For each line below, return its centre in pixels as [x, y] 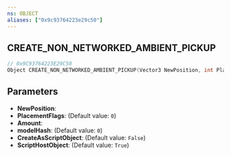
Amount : [30, 123]
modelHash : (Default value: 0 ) [60, 130]
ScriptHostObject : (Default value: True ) [73, 145]
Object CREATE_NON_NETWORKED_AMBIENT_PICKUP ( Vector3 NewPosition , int [110, 70]
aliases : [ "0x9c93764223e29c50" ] [55, 20]
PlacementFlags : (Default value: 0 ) [67, 115]
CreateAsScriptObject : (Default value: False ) [81, 137]
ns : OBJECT [23, 13]
